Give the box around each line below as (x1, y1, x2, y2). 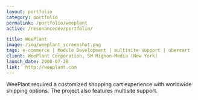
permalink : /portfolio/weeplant (6, 20, 88, 26)
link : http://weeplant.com (6, 64, 77, 70)
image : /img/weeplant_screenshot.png (6, 42, 101, 48)
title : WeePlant (6, 37, 47, 43)
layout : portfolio (6, 8, 53, 15)
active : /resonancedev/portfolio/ (6, 25, 94, 32)
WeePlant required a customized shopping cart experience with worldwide (6, 80, 192, 87)
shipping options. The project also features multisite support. (6, 87, 158, 94)
